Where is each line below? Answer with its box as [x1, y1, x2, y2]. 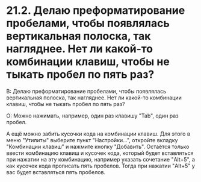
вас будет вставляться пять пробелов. [6, 168, 106, 175]
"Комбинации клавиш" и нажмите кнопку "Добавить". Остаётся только [6, 143, 190, 150]
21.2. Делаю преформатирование [6, 4, 185, 17]
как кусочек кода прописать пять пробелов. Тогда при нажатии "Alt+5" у [6, 162, 196, 169]
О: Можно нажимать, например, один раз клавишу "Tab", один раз [6, 112, 179, 119]
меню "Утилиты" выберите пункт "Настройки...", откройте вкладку [6, 136, 178, 143]
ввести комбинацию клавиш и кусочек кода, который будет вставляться [6, 149, 194, 157]
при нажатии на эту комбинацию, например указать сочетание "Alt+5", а [6, 155, 196, 163]
